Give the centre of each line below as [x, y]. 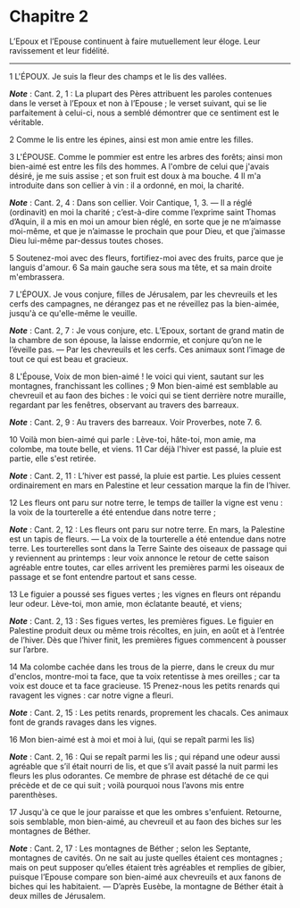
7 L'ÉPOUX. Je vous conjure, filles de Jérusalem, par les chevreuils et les [144, 294]
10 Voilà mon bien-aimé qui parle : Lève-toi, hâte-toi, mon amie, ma [133, 439]
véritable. [27, 122]
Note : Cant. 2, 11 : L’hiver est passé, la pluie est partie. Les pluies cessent [145, 475]
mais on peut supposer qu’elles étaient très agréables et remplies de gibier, [147, 867]
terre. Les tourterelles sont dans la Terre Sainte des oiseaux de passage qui [148, 548]
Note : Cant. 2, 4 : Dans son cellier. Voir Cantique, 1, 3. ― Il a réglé [131, 202]
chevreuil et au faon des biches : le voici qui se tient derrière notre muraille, [148, 395]
